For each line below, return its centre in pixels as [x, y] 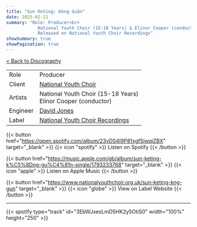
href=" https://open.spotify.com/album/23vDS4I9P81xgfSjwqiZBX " [86, 141]
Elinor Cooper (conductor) [75, 101]
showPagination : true [33, 45]
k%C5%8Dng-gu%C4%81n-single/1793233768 [64, 164]
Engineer [21, 110]
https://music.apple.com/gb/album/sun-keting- [105, 158]
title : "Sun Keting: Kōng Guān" [45, 11]
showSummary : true [28, 39]
